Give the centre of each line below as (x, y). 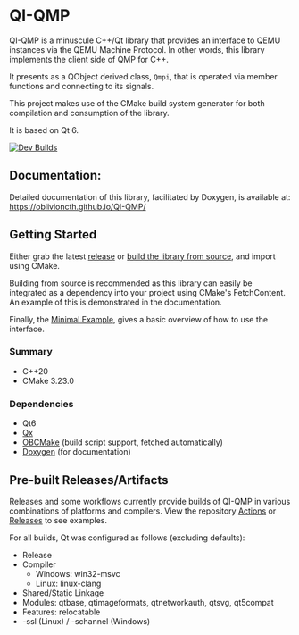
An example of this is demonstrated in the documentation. (116, 302)
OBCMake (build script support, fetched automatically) (122, 442)
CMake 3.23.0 (48, 380)
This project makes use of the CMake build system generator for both (137, 103)
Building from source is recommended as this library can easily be (131, 283)
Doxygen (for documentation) (76, 452)
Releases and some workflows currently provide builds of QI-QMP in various (150, 501)
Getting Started (53, 234)
